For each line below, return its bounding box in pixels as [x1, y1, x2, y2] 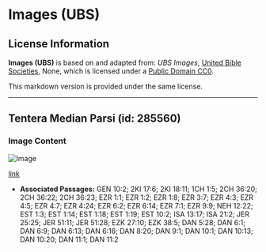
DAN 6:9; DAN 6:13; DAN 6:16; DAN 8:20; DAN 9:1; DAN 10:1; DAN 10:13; [19, 226, 253, 235]
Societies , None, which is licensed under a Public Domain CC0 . [8, 66, 215, 76]
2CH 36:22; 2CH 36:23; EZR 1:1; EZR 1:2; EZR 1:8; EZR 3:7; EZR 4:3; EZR [19, 192, 254, 202]
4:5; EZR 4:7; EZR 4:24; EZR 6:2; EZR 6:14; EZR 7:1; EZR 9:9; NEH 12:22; [19, 201, 253, 210]
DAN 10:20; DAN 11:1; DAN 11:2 [19, 235, 119, 244]
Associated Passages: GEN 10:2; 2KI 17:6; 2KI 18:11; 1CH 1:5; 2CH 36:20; [19, 184, 257, 194]
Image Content [8, 136, 67, 147]
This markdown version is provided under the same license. [8, 81, 203, 91]
